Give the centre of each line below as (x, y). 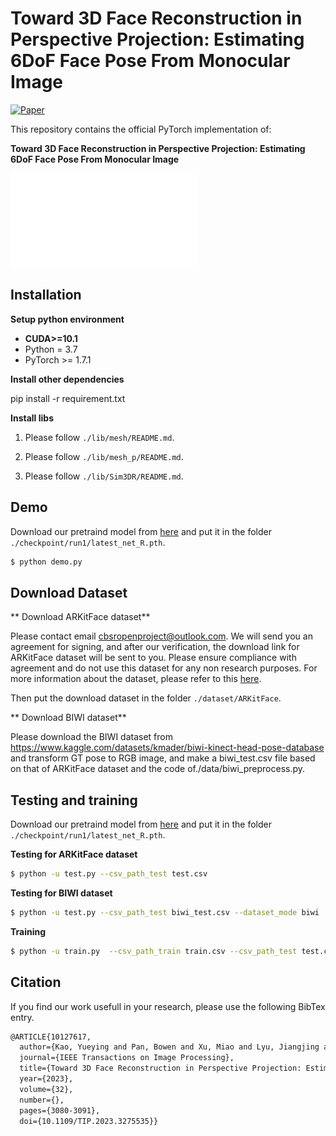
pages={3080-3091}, (60, 1110)
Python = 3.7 (51, 349)
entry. (22, 1017)
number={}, (42, 1100)
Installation (46, 295)
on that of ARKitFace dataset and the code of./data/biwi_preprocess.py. (158, 769)
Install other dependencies (67, 379)
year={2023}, (46, 1079)
